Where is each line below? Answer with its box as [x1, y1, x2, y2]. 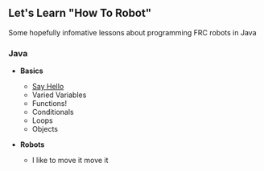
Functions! [31, 99, 67, 108]
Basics [19, 66, 43, 75]
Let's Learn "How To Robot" [8, 6, 152, 20]
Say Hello [31, 82, 64, 92]
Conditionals [31, 108, 74, 117]
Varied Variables [31, 90, 87, 100]
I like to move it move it [31, 156, 109, 165]
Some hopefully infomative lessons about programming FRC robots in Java [8, 27, 257, 37]
